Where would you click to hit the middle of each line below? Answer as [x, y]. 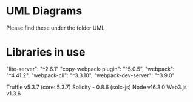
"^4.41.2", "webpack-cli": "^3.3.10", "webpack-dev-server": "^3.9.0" [90, 75]
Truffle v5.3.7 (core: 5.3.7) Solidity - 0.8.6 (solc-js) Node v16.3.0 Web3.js [96, 87]
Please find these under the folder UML [56, 28]
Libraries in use [46, 52]
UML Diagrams [44, 11]
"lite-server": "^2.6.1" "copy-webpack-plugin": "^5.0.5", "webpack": [90, 69]
